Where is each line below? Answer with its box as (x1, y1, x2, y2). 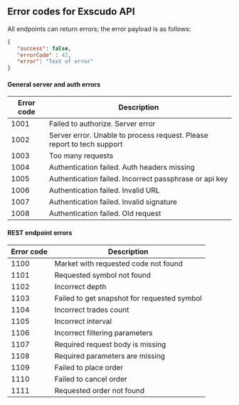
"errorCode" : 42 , (16, 51, 72, 59)
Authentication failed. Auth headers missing (48, 163, 196, 173)
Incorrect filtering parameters (54, 328, 153, 337)
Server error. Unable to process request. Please (48, 131, 208, 141)
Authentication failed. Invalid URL (48, 185, 160, 195)
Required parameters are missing (54, 351, 166, 361)
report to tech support (48, 139, 123, 149)
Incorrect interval (54, 316, 112, 326)
